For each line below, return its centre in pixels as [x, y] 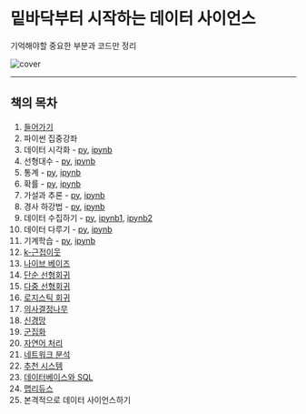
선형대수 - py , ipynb [59, 161]
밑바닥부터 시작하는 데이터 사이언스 [133, 19]
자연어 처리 [43, 343]
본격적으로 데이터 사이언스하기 [77, 399]
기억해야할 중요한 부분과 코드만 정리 [74, 45]
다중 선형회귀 [47, 286]
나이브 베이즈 [47, 263]
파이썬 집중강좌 [50, 138]
